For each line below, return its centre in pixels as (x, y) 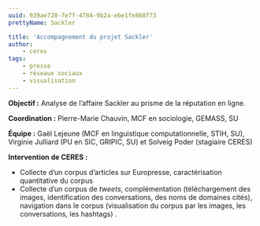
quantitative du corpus (56, 180)
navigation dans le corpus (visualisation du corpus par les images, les (133, 206)
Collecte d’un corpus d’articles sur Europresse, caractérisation (121, 172)
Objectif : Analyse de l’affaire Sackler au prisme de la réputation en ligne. (127, 103)
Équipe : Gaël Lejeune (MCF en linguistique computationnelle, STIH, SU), (126, 133)
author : (21, 44)
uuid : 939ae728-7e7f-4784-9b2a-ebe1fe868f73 (82, 15)
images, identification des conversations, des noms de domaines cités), (136, 197)
